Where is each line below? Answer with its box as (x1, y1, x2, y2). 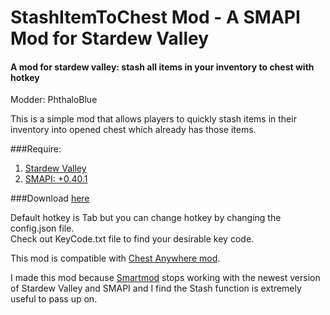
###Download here (10, 192, 90, 205)
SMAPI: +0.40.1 (24, 173, 88, 185)
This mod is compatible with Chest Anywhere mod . (10, 252, 221, 265)
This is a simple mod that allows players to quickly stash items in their (10, 113, 297, 125)
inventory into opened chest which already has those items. (10, 124, 257, 136)
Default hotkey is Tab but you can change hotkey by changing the (10, 212, 282, 224)
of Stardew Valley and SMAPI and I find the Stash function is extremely (10, 282, 302, 295)
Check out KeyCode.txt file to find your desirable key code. (10, 233, 255, 245)
